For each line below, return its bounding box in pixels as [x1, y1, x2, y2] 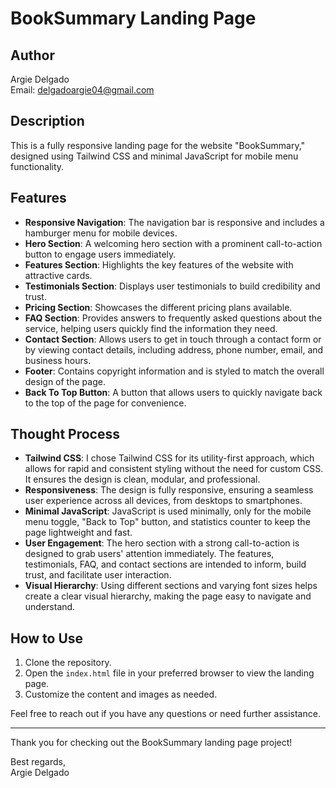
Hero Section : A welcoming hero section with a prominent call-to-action [24, 237, 323, 249]
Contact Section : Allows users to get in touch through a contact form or [24, 333, 322, 345]
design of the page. [24, 375, 106, 387]
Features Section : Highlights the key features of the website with [24, 258, 294, 271]
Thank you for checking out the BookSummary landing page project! [10, 737, 293, 749]
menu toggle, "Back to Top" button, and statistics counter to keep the [24, 516, 311, 528]
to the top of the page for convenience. [24, 397, 187, 409]
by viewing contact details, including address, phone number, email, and [24, 343, 324, 356]
